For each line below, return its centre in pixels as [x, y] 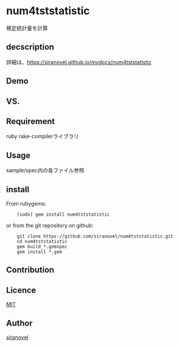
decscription [30, 47]
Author [19, 323]
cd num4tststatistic [42, 241]
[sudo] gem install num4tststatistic [63, 214]
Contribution [30, 270]
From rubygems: [26, 203]
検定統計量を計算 [27, 28]
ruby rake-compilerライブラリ [43, 136]
